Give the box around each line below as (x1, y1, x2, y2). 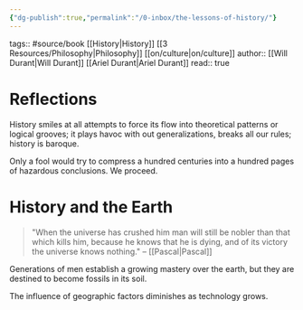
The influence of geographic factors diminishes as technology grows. (9, 290, 269, 301)
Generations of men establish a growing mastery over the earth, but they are (9, 263, 295, 274)
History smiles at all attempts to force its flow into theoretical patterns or (9, 118, 279, 129)
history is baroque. (9, 137, 80, 149)
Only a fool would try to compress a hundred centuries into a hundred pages (9, 155, 295, 166)
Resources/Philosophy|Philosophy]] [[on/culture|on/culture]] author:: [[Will (9, 47, 288, 59)
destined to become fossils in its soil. (9, 273, 147, 284)
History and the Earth (9, 196, 174, 217)
